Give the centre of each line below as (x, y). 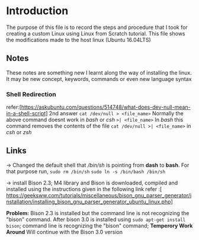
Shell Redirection (31, 94)
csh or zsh (19, 132)
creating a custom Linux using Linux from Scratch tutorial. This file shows (96, 33)
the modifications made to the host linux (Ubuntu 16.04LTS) (78, 40)
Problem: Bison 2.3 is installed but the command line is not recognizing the (98, 213)
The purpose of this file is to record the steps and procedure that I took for (97, 27)
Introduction (37, 11)
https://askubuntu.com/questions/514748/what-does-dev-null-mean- (106, 107)
